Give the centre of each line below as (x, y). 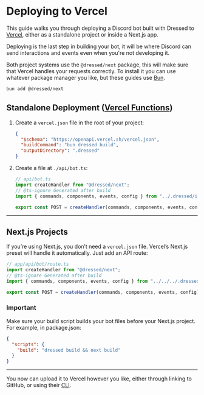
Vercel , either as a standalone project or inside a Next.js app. (83, 34)
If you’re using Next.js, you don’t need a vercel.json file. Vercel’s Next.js (97, 247)
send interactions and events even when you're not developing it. (88, 52)
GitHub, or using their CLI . (39, 385)
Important (21, 308)
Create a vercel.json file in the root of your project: (80, 123)
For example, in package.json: (44, 327)
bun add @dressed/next (35, 89)
